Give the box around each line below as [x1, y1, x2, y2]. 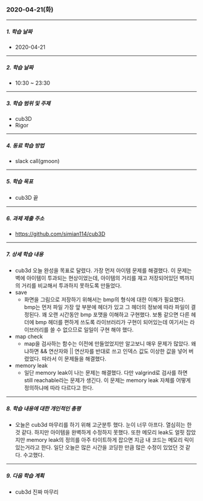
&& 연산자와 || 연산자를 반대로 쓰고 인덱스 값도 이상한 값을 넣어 [40, 348, 187, 355]
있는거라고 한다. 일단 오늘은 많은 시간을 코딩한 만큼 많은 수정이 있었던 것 [14, 444, 184, 451]
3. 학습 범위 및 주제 [6, 100, 51, 107]
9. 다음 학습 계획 [6, 472, 45, 479]
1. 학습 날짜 [6, 28, 33, 35]
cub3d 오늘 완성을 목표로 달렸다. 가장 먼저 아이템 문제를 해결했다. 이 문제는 [14, 267, 192, 274]
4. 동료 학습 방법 [6, 142, 45, 149]
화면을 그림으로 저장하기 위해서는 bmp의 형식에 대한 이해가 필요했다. [24, 296, 185, 303]
